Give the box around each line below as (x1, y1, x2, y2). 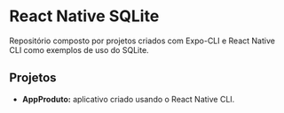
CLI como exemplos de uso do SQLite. (9, 44, 149, 55)
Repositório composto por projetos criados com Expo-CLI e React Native (9, 35, 275, 46)
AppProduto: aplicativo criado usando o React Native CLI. (21, 94, 235, 104)
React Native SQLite (9, 6, 160, 26)
